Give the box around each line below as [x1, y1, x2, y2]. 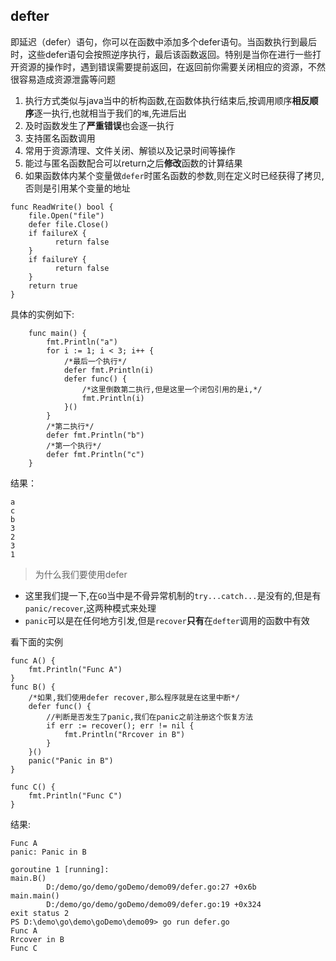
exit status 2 [10, 908, 70, 918]
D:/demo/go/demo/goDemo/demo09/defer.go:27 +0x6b [46, 882, 257, 892]
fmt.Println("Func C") [28, 790, 123, 801]
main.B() [10, 873, 47, 883]
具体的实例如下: [10, 308, 75, 320]
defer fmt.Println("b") [46, 430, 145, 440]
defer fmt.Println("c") [46, 449, 145, 459]
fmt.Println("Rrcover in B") [63, 729, 186, 739]
